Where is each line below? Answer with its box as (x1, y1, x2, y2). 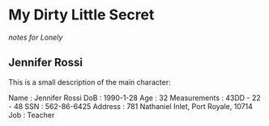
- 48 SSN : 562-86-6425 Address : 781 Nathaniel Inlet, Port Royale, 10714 (8, 101, 254, 111)
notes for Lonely (8, 32, 63, 42)
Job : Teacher (8, 110, 55, 120)
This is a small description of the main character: (8, 77, 172, 86)
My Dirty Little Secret (8, 6, 155, 24)
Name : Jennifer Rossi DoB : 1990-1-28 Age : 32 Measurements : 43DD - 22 (8, 93, 261, 103)
